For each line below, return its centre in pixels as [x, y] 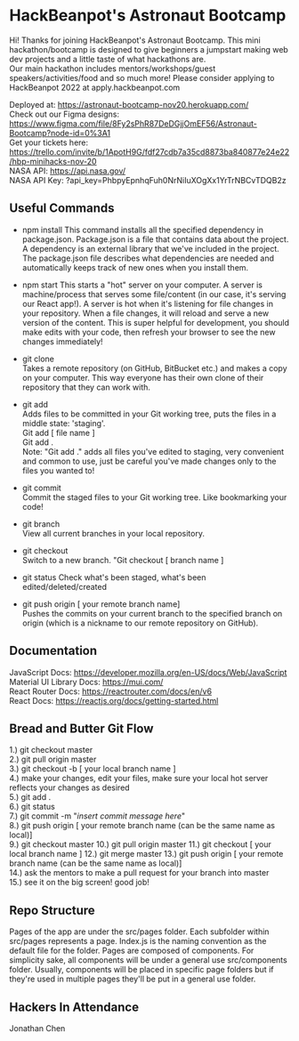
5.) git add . [30, 797]
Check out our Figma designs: [65, 114]
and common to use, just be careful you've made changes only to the [149, 461]
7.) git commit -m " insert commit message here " [97, 816]
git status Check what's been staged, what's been [114, 577]
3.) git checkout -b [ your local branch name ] [93, 769]
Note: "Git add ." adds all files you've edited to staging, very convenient [153, 451]
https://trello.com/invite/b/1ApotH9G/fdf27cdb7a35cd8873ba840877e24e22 [149, 151]
